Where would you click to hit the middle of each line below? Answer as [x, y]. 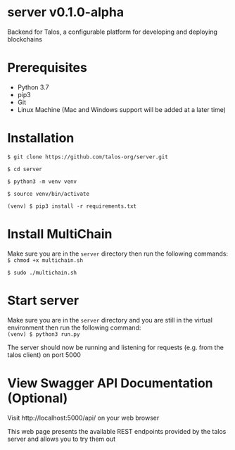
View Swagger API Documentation [110, 383]
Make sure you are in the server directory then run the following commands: [118, 254]
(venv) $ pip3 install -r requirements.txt [72, 206]
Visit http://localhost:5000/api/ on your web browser [83, 418]
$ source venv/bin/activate [49, 194]
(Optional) [38, 398]
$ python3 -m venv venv [42, 181]
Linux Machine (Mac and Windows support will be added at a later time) [122, 109]
